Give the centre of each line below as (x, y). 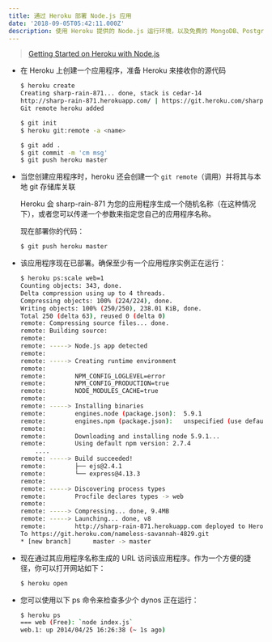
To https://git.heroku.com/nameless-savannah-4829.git (115, 534)
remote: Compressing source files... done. (95, 323)
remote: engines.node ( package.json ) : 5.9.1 (111, 413)
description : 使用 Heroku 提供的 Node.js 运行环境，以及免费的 (108, 31)
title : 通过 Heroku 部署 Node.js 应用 (70, 16)
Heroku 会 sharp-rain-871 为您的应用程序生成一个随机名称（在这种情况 (138, 204)
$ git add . (40, 145)
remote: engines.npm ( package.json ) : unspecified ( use (131, 421)
